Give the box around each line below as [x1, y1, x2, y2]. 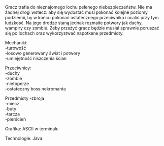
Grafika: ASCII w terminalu [5, 126, 59, 132]
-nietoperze [5, 81, 29, 87]
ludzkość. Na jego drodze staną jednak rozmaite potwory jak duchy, [5, 20, 143, 26]
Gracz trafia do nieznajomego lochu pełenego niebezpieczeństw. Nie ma [5, 4, 153, 10]
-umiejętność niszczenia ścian [5, 56, 67, 61]
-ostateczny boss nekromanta [5, 86, 66, 91]
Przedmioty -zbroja [5, 95, 44, 101]
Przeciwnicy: [5, 65, 32, 71]
